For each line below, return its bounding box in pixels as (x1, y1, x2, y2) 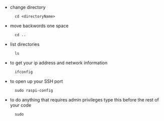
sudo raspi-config (15, 88, 53, 93)
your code (10, 102, 32, 108)
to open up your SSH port (10, 78, 63, 84)
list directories (10, 41, 40, 47)
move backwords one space (10, 23, 69, 29)
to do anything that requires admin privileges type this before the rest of (10, 97, 159, 102)
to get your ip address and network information (10, 60, 108, 66)
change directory (10, 5, 46, 10)
